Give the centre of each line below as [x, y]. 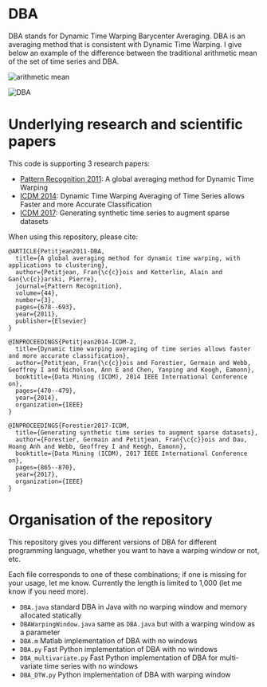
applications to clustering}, [59, 265]
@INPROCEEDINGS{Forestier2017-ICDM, [69, 426]
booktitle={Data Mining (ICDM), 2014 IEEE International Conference [132, 377]
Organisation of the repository [110, 520]
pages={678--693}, [46, 307]
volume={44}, [37, 293]
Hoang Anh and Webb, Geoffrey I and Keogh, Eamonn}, [98, 446]
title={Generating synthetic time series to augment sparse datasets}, [137, 432]
